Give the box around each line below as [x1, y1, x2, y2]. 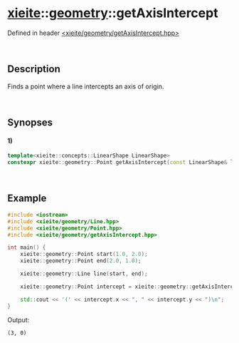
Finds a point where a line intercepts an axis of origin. [7, 82, 164, 91]
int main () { [7, 244, 46, 251]
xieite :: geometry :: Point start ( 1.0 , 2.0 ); [20, 251, 148, 258]
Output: [7, 315, 30, 324]
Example [7, 193, 47, 205]
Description [7, 63, 60, 76]
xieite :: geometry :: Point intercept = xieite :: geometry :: [20, 283, 193, 290]
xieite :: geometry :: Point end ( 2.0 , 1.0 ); [20, 257, 142, 265]
